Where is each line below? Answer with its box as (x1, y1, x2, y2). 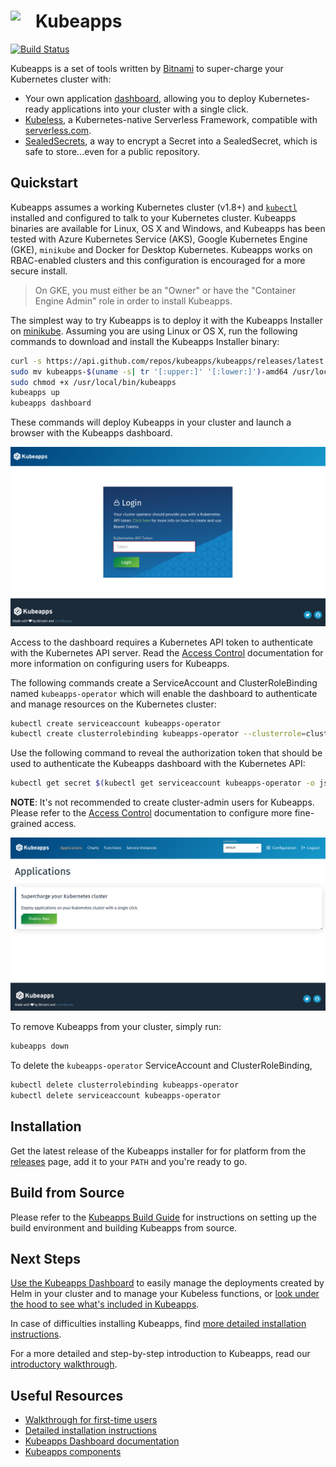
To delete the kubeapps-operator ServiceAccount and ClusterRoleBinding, (10, 1060, 313, 1072)
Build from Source (10, 1185, 125, 1202)
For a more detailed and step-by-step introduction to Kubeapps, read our (10, 1348, 311, 1360)
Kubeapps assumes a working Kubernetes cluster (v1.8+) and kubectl (10, 201, 298, 213)
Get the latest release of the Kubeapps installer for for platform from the (10, 1145, 307, 1157)
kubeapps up (10, 388, 60, 398)
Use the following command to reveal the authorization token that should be (10, 747, 323, 759)
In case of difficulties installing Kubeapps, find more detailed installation (10, 1318, 307, 1330)
